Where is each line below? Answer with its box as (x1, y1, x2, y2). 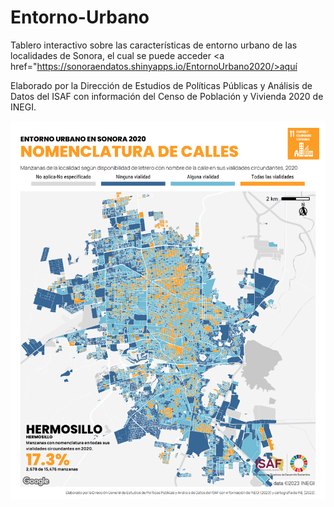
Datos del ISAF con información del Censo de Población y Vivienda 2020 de (10, 90, 324, 102)
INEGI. (10, 101, 37, 113)
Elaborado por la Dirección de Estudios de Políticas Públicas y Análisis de (10, 79, 313, 91)
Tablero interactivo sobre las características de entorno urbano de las (10, 39, 298, 51)
